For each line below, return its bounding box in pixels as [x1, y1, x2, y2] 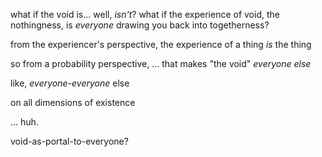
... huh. [10, 116, 39, 128]
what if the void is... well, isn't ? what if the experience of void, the [10, 9, 280, 20]
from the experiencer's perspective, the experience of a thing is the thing [10, 39, 312, 50]
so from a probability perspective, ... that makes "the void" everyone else [10, 58, 312, 69]
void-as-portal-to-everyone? [10, 135, 129, 147]
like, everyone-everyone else [10, 77, 130, 89]
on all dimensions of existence [10, 97, 136, 108]
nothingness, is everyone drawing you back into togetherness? [10, 19, 270, 31]
